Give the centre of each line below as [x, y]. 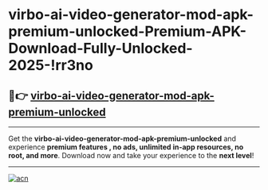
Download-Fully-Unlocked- [100, 48]
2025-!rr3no [51, 66]
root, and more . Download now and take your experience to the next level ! [131, 155]
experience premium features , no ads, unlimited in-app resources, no [126, 147]
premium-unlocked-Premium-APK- [128, 31]
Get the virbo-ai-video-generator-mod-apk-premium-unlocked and [122, 138]
